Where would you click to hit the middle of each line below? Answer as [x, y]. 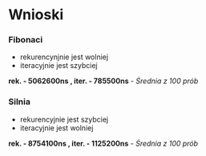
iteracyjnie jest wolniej [57, 128]
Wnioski [36, 15]
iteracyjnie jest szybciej [59, 66]
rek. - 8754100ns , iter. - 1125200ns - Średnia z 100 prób [103, 143]
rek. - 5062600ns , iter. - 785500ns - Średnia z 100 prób [103, 81]
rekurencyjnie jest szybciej [64, 119]
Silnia [19, 102]
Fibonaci [26, 40]
